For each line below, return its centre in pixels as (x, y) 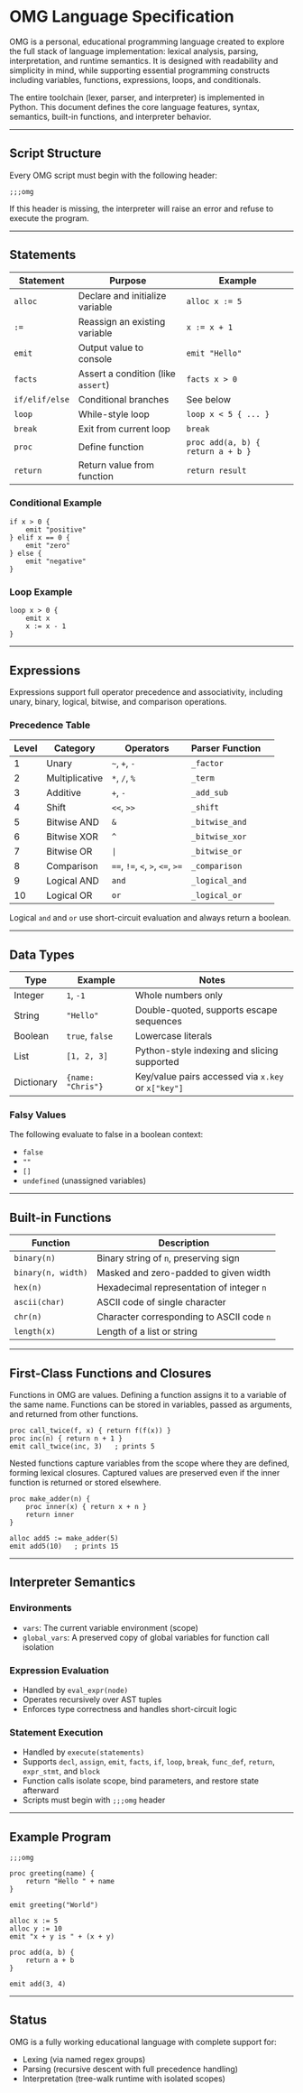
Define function (111, 447)
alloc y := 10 (36, 1929)
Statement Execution (56, 1732)
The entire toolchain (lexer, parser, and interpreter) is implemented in (137, 97)
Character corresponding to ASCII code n (184, 1317)
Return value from (116, 465)
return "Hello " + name (70, 1882)
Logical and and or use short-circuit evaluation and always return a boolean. (150, 918)
